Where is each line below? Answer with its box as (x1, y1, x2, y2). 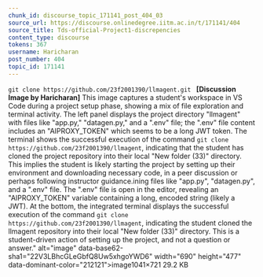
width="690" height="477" (154, 251, 242, 260)
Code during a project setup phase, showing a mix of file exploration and (8, 101, 244, 110)
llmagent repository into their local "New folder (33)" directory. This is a (8, 226, 239, 236)
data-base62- (78, 243, 124, 253)
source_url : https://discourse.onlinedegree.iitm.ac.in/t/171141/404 (8, 19, 241, 27)
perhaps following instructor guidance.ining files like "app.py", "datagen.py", (8, 176, 255, 186)
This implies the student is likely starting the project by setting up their (8, 159, 236, 169)
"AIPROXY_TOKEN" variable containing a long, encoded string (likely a (8, 193, 236, 202)
